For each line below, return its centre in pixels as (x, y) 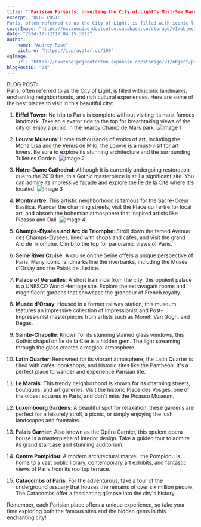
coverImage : (21, 28)
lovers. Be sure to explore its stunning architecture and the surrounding (103, 152)
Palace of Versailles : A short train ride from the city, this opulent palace (104, 280)
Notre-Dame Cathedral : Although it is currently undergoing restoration (103, 170)
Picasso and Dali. (37, 220)
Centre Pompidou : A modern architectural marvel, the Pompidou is (98, 456)
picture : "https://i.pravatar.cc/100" (66, 51)
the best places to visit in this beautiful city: (60, 103)
